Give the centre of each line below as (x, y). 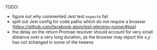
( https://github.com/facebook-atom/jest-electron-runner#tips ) (74, 27)
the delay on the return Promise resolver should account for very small (82, 32)
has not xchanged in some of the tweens (53, 42)
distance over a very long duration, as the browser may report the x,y (81, 37)
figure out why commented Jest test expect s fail (60, 16)
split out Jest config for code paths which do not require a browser (79, 22)
